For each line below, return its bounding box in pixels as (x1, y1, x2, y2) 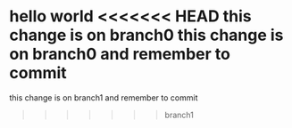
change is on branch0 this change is (9, 25, 284, 45)
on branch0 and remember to (9, 44, 230, 64)
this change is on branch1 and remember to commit (9, 92, 198, 103)
